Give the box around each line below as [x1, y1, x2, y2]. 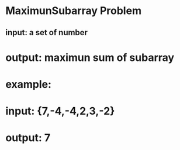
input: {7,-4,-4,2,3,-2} [5, 104, 115, 118]
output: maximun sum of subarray [5, 51, 175, 64]
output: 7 [5, 131, 51, 145]
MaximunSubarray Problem [5, 4, 141, 18]
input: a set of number [5, 28, 88, 37]
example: [5, 77, 52, 91]
